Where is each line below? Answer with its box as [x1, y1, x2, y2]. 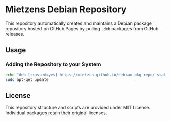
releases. [5, 31, 24, 37]
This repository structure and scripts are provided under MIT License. [5, 105, 151, 111]
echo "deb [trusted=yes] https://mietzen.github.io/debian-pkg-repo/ [5, 72, 155, 77]
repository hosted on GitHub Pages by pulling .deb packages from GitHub [5, 25, 159, 31]
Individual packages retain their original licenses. [5, 110, 107, 116]
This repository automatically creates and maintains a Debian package [5, 20, 152, 26]
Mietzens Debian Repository [5, 4, 127, 15]
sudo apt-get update [5, 77, 49, 82]
